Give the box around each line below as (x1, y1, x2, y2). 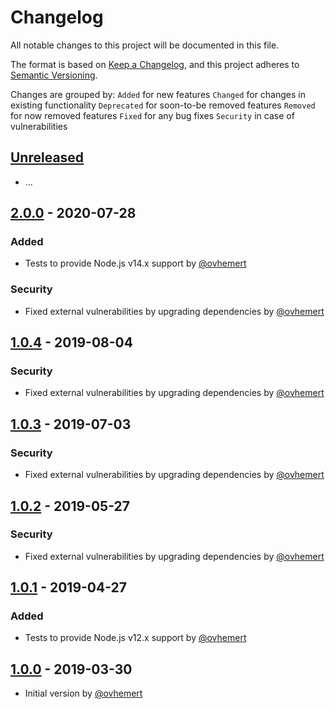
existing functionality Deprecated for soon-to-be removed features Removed (10, 99, 316, 111)
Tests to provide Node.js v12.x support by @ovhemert (24, 632, 247, 644)
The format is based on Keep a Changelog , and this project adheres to (10, 58, 300, 70)
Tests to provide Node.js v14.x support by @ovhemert (24, 257, 247, 270)
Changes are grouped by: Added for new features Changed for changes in (10, 88, 306, 100)
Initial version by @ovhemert (24, 687, 143, 700)
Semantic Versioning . (10, 69, 98, 81)
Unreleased (10, 149, 85, 166)
